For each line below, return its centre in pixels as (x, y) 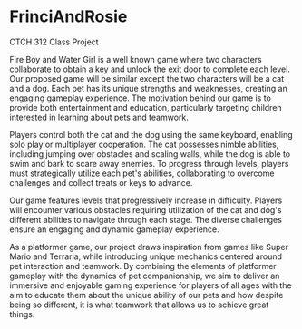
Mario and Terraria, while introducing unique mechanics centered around (146, 256)
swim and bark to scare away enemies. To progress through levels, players (149, 163)
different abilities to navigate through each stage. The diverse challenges (146, 219)
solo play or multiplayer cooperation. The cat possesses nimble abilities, (144, 144)
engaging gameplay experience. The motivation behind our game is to (141, 98)
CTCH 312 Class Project (54, 42)
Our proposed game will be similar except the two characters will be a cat (146, 78)
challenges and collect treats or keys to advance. (101, 182)
